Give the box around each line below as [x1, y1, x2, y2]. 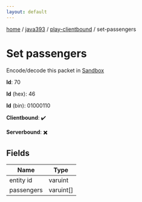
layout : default [6, 8, 47, 15]
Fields [6, 148, 30, 158]
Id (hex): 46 [6, 90, 36, 97]
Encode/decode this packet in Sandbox [6, 67, 105, 74]
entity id [9, 176, 33, 184]
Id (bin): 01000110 [6, 102, 51, 109]
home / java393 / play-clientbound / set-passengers [6, 25, 137, 33]
